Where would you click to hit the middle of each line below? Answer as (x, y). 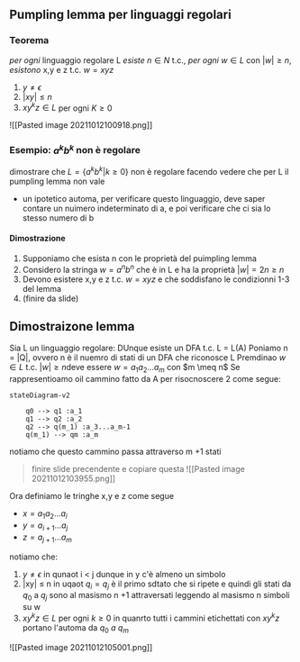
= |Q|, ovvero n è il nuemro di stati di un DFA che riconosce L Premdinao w (148, 358)
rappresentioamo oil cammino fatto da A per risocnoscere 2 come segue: (145, 379)
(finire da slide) (50, 298)
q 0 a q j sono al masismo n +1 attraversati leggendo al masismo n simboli (156, 596)
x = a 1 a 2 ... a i (45, 515)
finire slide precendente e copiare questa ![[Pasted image (138, 469)
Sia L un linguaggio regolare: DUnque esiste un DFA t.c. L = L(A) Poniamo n (149, 348)
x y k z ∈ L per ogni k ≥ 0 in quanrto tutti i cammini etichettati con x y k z (151, 617)
